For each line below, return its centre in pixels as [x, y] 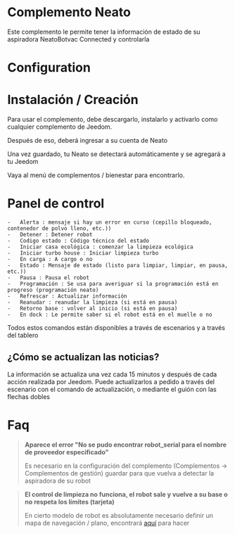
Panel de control [56, 204]
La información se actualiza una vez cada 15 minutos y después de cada [112, 374]
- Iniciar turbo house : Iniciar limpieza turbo [83, 253]
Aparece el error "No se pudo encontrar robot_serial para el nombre [126, 445]
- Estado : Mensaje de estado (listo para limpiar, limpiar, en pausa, [118, 265]
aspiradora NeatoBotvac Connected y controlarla [78, 39]
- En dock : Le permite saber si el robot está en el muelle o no [110, 314]
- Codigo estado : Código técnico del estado [78, 241]
